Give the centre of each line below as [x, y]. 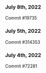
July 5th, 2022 [23, 31]
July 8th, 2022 [23, 7]
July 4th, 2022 [23, 55]
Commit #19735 [21, 18]
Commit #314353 [23, 42]
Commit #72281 [21, 66]
